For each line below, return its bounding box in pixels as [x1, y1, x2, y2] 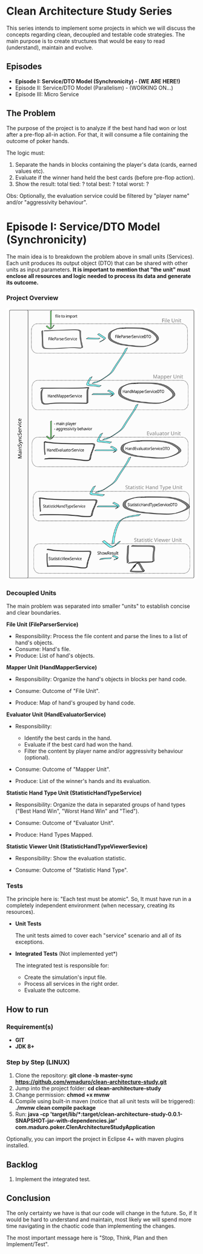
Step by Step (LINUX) [6, 1057, 70, 1066]
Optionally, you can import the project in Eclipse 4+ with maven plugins [6, 1135, 184, 1143]
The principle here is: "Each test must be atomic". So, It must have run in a [6, 896, 192, 903]
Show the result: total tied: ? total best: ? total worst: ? [15, 180, 150, 187]
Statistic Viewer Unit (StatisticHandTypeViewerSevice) [6, 843, 148, 850]
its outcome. [6, 279, 39, 286]
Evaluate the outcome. [24, 987, 81, 994]
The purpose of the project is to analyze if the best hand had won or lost [6, 124, 187, 131]
